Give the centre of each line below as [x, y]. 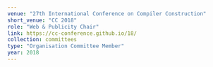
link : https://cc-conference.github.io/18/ [72, 33]
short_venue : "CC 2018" [42, 20]
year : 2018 [23, 53]
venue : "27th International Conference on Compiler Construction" [107, 14]
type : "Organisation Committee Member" [66, 46]
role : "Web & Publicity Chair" [53, 27]
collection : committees [42, 40]
